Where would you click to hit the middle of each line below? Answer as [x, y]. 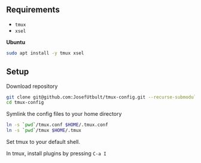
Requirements [33, 10]
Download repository [32, 86]
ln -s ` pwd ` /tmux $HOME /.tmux [44, 131]
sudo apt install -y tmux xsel [45, 53]
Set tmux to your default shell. [43, 142]
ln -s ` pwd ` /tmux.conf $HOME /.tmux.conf [57, 125]
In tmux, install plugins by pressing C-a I [56, 153]
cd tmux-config [25, 103]
